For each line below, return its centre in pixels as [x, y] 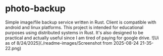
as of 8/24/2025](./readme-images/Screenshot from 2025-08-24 [72, 43]
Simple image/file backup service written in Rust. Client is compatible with [81, 22]
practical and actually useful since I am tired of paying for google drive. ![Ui [82, 38]
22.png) [13, 48]
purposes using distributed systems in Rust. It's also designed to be [74, 32]
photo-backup [35, 9]
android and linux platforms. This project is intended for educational [74, 27]
